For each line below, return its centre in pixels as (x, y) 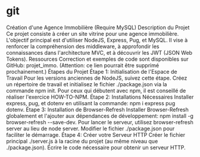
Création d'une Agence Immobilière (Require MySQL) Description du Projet (98, 27)
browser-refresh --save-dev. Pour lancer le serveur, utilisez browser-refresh (100, 122)
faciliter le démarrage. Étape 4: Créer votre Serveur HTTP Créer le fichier (96, 134)
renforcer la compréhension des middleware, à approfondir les (83, 46)
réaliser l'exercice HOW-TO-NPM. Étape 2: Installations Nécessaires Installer (100, 97)
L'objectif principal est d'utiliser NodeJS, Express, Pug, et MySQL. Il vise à (97, 40)
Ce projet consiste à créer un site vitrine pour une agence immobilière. (93, 33)
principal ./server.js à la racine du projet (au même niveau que (82, 141)
